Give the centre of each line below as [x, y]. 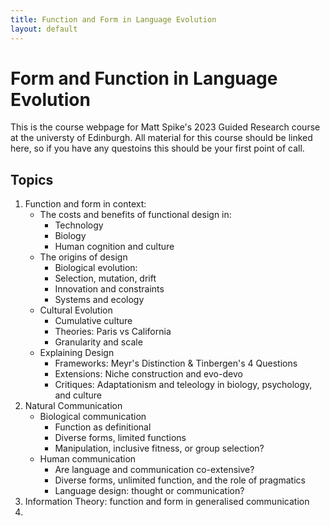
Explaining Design [77, 353]
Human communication [88, 459]
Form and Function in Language [144, 78]
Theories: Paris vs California [113, 332]
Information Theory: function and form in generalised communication [167, 502]
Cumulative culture [93, 321]
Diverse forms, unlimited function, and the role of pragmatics [180, 480]
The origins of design [83, 257]
